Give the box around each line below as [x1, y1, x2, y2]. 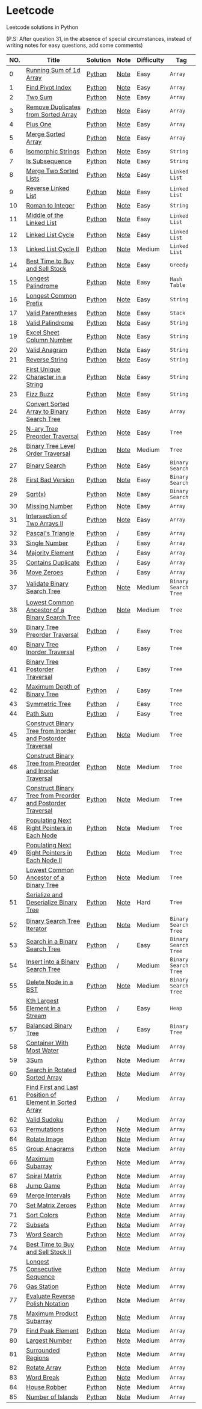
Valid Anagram [26, 345, 68, 354]
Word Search [26, 1230, 63, 1239]
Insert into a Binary [26, 957, 79, 966]
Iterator [26, 924, 47, 933]
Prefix [26, 299, 43, 307]
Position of [26, 1090, 57, 1099]
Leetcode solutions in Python [6, 23, 79, 31]
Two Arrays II [26, 519, 64, 527]
